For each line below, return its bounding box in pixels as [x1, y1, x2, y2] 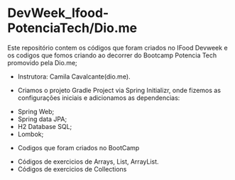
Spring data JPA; [17, 115, 67, 123]
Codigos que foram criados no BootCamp [17, 143, 140, 152]
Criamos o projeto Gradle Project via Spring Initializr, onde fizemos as [17, 86, 222, 94]
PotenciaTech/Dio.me [7, 20, 138, 36]
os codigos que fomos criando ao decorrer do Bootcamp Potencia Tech [7, 51, 217, 60]
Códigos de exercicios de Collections [17, 164, 127, 173]
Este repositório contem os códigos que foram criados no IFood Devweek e [7, 43, 229, 52]
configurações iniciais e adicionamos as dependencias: [17, 94, 180, 102]
